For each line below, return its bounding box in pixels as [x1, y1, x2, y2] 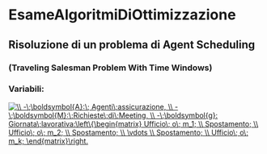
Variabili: [8, 83, 44, 94]
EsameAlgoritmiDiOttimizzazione [8, 6, 236, 24]
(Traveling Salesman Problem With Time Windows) [8, 62, 213, 73]
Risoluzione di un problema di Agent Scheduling [8, 38, 256, 52]
